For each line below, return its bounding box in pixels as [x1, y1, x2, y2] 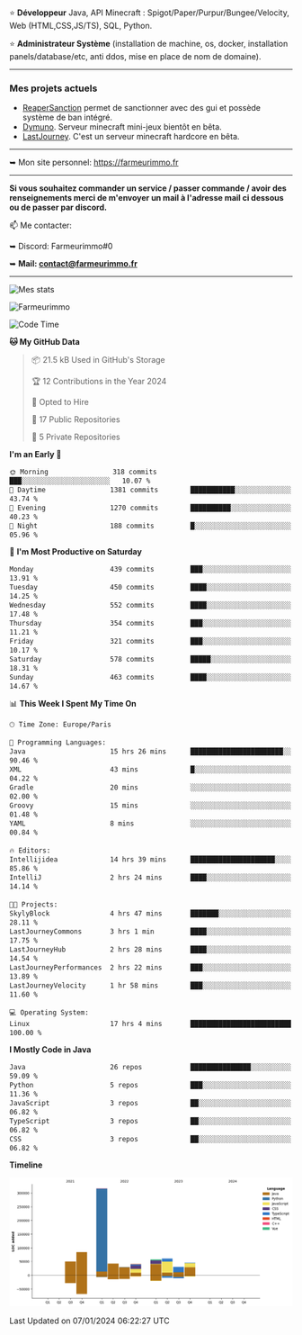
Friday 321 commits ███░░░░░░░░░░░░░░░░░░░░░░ [9, 637, 292, 646]
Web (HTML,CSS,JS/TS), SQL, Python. [9, 21, 153, 31]
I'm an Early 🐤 [9, 449, 62, 460]
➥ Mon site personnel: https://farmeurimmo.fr [9, 157, 179, 168]
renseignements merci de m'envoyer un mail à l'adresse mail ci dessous [9, 193, 285, 203]
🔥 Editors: [9, 846, 51, 855]
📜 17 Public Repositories [31, 414, 120, 425]
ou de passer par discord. [9, 202, 108, 213]
